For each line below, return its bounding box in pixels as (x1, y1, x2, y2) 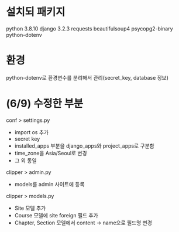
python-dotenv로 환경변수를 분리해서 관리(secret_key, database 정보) (6, 74, 168, 81)
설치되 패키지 (6, 5, 66, 19)
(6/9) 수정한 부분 (6, 97, 84, 110)
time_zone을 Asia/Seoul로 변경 (14, 149, 87, 156)
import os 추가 (14, 128, 49, 135)
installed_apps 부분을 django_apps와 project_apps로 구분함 (14, 142, 155, 149)
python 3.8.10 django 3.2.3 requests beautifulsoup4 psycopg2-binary (6, 25, 174, 32)
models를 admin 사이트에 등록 (14, 180, 85, 187)
